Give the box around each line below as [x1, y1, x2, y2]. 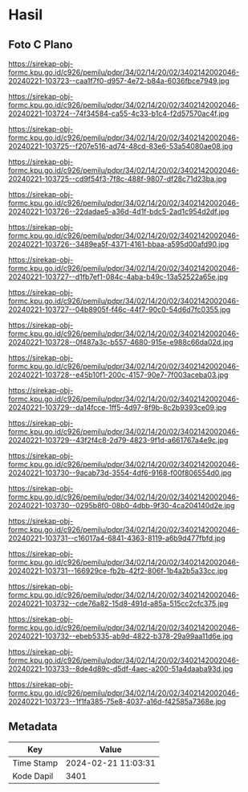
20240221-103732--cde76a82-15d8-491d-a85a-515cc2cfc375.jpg [8, 599, 229, 608]
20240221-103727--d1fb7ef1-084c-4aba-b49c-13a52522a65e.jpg [8, 272, 229, 281]
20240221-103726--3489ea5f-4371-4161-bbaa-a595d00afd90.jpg [8, 240, 230, 248]
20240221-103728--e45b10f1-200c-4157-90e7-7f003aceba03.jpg [8, 370, 229, 380]
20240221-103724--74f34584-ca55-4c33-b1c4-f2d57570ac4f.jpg [8, 109, 230, 118]
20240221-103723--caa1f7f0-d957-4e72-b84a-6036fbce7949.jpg [8, 76, 230, 85]
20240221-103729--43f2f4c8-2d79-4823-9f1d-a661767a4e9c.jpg [8, 436, 229, 445]
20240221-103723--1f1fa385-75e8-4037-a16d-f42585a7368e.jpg [8, 697, 226, 706]
